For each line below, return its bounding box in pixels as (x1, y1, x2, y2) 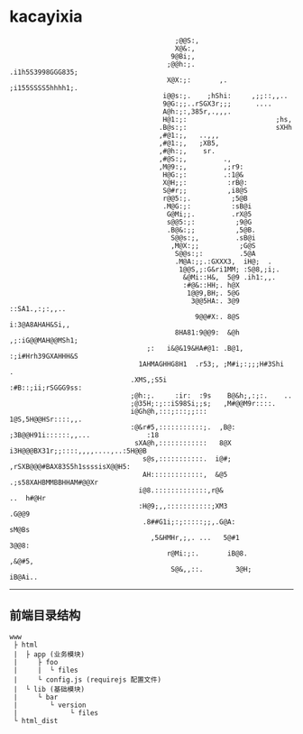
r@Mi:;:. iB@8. (166, 548, 248, 558)
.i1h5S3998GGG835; (9, 68, 78, 77)
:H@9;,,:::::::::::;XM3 (138, 501, 228, 510)
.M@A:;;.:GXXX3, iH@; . (174, 257, 272, 266)
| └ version (13, 701, 87, 710)
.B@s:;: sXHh (158, 123, 293, 132)
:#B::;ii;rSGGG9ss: (9, 383, 83, 392)
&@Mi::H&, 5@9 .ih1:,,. (182, 272, 277, 281)
